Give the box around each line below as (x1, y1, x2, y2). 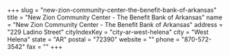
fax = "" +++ (26, 43, 63, 50)
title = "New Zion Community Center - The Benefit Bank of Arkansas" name (7, 13, 223, 21)
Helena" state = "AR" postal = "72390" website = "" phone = (7, 35, 180, 44)
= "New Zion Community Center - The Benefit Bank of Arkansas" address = (7, 21, 223, 28)
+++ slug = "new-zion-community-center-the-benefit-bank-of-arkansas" (7, 6, 217, 14)
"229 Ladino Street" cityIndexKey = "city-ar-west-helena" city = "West (7, 28, 209, 36)
